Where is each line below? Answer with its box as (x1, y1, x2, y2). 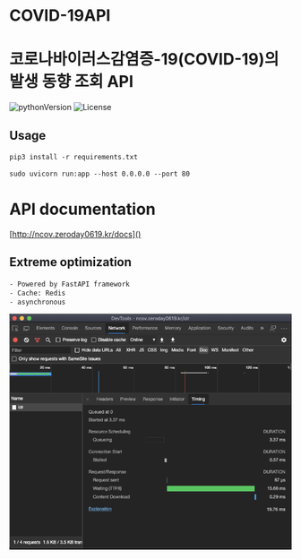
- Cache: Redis (9, 288, 66, 297)
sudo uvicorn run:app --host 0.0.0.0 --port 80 (9, 169, 191, 178)
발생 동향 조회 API (9, 72, 134, 92)
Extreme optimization (9, 254, 133, 270)
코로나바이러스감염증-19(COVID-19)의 (9, 49, 279, 70)
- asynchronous (9, 297, 66, 306)
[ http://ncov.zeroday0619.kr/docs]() (9, 228, 142, 239)
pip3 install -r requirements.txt (9, 152, 139, 161)
